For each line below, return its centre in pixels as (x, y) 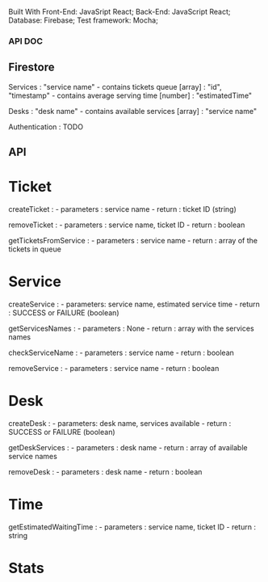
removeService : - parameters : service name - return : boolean (114, 368)
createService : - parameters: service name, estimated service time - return (134, 304)
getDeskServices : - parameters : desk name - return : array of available (128, 447)
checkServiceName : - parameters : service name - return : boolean (121, 352)
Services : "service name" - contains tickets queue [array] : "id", (115, 86)
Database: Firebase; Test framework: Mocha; (84, 20)
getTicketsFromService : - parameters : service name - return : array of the (133, 241)
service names (33, 456)
